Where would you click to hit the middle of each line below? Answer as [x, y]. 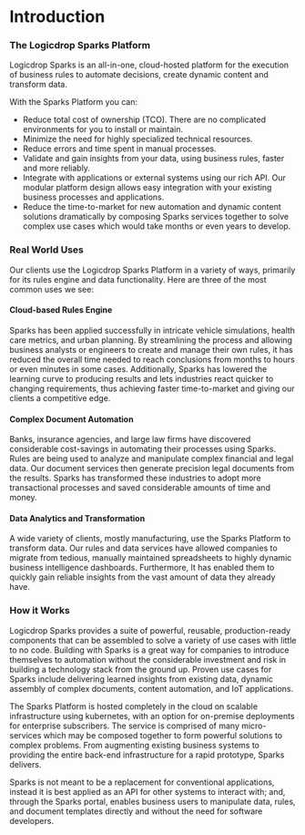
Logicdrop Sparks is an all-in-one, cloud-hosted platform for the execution [149, 65]
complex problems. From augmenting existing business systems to [134, 745]
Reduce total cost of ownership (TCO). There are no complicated [144, 119]
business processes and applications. [93, 197]
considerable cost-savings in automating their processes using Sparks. [142, 449]
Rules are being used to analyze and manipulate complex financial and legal [152, 459]
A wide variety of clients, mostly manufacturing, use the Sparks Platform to [150, 539]
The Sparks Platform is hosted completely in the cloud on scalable [133, 706]
